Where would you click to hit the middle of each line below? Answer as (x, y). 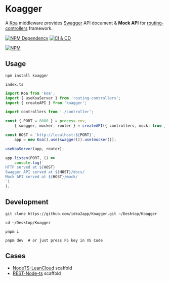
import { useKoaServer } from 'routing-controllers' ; (63, 98)
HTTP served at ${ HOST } (30, 167)
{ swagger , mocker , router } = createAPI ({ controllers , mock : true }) (91, 126)
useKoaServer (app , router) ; (35, 149)
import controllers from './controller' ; (50, 112)
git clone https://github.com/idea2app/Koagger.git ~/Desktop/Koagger (81, 214)
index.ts (14, 84)
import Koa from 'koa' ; (30, 93)
